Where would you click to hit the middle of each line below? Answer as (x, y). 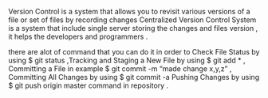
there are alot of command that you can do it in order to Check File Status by (134, 52)
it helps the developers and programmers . (78, 36)
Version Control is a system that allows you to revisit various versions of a (129, 11)
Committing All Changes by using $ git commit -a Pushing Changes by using (134, 77)
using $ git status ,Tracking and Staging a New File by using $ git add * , (127, 60)
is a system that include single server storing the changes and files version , (133, 28)
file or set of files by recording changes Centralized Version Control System (132, 20)
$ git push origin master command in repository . (89, 85)
